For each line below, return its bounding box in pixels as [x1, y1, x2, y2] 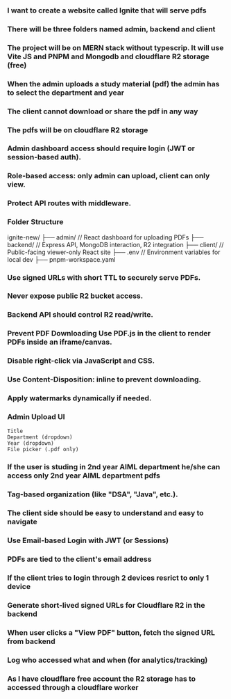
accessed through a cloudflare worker [7, 682, 139, 692]
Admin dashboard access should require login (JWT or [7, 143, 196, 153]
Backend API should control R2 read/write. [7, 310, 154, 320]
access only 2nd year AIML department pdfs [7, 471, 161, 480]
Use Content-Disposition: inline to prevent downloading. [7, 375, 201, 384]
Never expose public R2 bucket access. [7, 291, 144, 301]
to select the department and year [7, 88, 125, 97]
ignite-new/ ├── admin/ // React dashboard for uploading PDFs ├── [7, 233, 204, 242]
